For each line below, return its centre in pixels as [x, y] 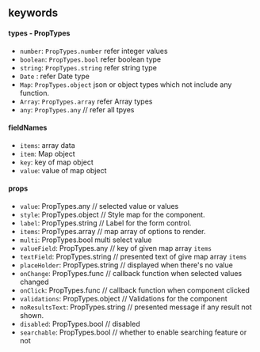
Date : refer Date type [54, 76]
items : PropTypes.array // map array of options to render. [113, 231]
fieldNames [28, 128]
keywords [33, 13]
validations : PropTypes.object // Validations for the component [123, 299]
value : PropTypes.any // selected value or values [99, 206]
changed [34, 282]
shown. [32, 315]
